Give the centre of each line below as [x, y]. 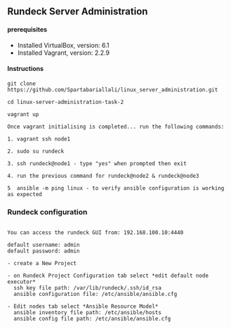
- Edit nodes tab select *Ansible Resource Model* [83, 307]
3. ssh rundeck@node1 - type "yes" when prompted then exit [97, 163]
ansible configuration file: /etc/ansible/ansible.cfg [95, 295]
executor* [22, 282]
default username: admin [44, 245]
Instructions [26, 69]
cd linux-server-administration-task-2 [66, 102]
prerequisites [27, 29]
